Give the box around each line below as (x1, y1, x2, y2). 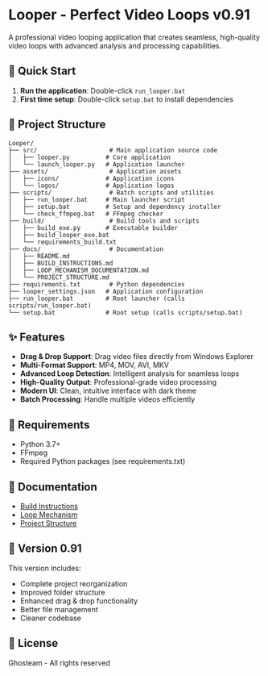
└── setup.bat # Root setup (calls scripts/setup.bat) (8, 308, 243, 316)
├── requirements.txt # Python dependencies (8, 280, 185, 288)
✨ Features (8, 330, 65, 344)
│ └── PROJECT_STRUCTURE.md (8, 273, 110, 282)
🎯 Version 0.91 (8, 542, 82, 556)
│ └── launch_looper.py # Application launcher (8, 160, 185, 169)
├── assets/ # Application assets (8, 167, 182, 175)
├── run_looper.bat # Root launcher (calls (8, 294, 185, 303)
